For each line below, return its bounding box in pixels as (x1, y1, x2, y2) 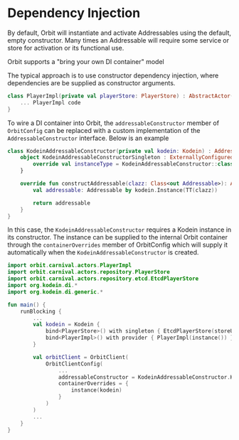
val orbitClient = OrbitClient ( (33, 353, 129, 360)
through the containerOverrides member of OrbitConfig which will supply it (7, 240, 228, 249)
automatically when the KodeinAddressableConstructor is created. (7, 248, 199, 257)
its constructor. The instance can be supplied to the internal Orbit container (7, 233, 228, 242)
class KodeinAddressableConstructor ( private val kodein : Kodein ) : (7, 147, 212, 154)
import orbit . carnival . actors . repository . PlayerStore (7, 269, 171, 276)
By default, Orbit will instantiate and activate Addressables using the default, (7, 28, 232, 37)
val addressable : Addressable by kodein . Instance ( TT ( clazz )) (33, 186, 218, 193)
